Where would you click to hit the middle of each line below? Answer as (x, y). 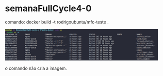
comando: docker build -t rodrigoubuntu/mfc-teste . (57, 22)
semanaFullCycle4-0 (48, 9)
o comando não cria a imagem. (36, 68)
